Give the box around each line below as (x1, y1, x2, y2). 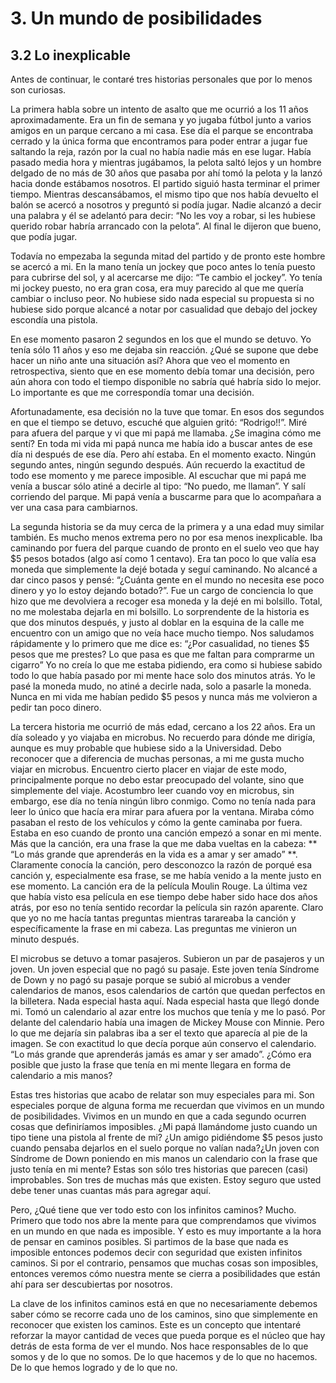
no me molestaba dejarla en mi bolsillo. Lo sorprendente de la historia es (10, 606, 310, 617)
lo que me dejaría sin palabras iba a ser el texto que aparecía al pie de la (10, 1027, 308, 1039)
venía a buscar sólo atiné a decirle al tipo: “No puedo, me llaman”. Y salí (10, 480, 306, 492)
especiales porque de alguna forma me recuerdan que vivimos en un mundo (10, 1100, 325, 1111)
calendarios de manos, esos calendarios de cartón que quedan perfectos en (10, 985, 326, 996)
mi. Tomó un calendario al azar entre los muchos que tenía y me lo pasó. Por (10, 1006, 326, 1017)
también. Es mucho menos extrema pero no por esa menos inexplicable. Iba (10, 532, 323, 543)
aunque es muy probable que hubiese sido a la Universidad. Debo (10, 742, 282, 754)
